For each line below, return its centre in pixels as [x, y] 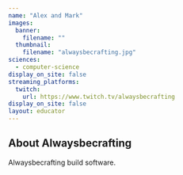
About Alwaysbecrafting [70, 143]
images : [21, 23]
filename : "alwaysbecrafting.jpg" [79, 52]
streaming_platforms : [44, 82]
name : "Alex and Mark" [46, 15]
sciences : [25, 60]
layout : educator [37, 112]
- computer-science [48, 67]
